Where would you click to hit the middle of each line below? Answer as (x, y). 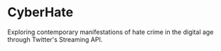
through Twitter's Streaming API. (55, 39)
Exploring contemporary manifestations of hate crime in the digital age (110, 32)
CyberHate (40, 12)
